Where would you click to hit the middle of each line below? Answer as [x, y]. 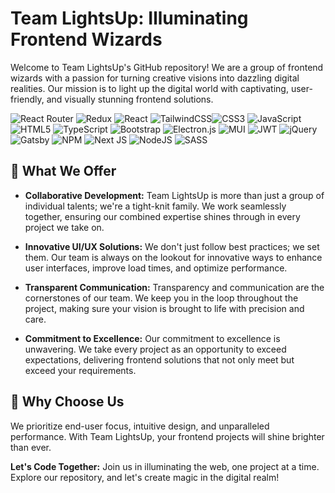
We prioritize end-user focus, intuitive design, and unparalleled [140, 426]
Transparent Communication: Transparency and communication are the [174, 287]
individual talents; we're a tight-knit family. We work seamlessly [155, 206]
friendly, [27, 99]
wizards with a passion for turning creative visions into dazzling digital [155, 78]
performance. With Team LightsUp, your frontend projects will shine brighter [167, 436]
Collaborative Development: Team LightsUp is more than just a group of [174, 195]
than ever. [31, 447]
